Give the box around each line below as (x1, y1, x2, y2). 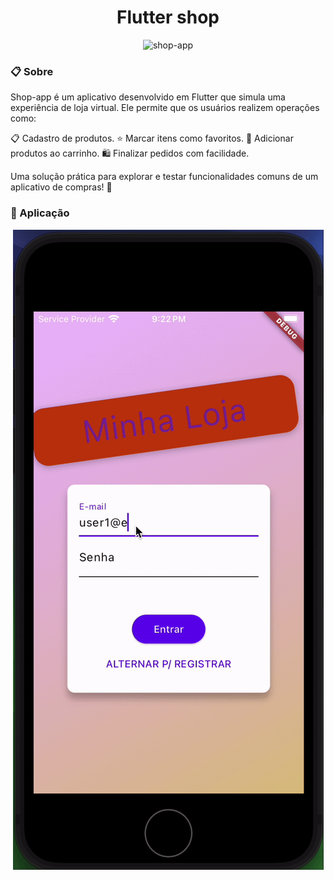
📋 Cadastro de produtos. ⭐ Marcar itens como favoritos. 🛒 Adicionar (10, 132, 294, 145)
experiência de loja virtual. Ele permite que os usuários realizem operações (10, 102, 320, 114)
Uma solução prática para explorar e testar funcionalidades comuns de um (10, 171, 319, 183)
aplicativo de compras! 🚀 (10, 181, 113, 193)
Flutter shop (116, 6, 220, 29)
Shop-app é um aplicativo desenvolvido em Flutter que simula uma (10, 91, 286, 103)
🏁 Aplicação (10, 206, 70, 220)
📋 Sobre (10, 64, 54, 78)
